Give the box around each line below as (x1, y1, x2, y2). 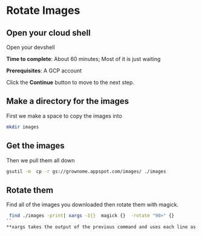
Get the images (6, 141, 65, 151)
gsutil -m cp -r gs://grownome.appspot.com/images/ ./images (6, 168, 166, 174)
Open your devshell (6, 43, 56, 51)
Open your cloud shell (6, 28, 91, 38)
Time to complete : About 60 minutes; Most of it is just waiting (6, 56, 161, 62)
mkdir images (6, 124, 39, 130)
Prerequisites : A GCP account (6, 67, 82, 74)
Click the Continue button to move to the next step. (6, 79, 135, 86)
